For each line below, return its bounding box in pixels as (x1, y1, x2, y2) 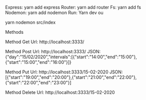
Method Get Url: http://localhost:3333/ (5, 39, 84, 45)
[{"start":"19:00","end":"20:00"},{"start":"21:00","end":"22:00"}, (5, 74, 137, 80)
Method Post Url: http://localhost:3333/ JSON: (5, 49, 101, 54)
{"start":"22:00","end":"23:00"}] (5, 80, 71, 85)
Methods (5, 29, 24, 35)
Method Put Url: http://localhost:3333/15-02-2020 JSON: (5, 69, 123, 75)
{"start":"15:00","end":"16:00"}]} (5, 59, 71, 65)
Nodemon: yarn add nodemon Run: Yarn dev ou (5, 10, 103, 16)
